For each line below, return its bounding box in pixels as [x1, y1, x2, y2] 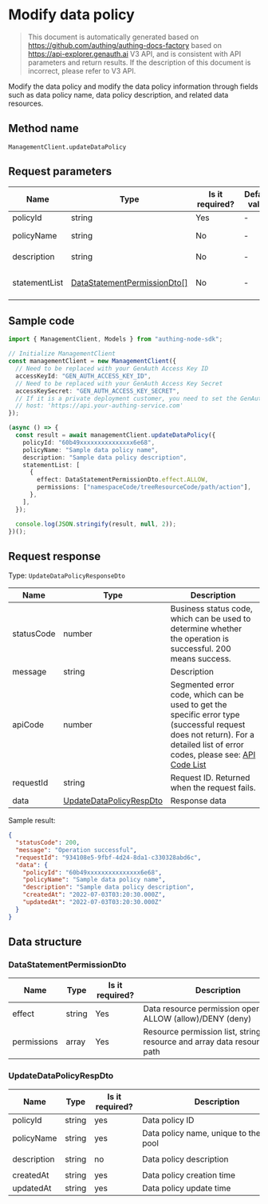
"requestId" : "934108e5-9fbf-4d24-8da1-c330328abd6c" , [15, 854, 202, 862]
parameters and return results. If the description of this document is [27, 58, 251, 67]
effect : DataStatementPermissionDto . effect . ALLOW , [37, 476, 209, 484]
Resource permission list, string [143, 1026, 262, 1038]
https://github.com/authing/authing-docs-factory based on [27, 40, 222, 50]
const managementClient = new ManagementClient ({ [8, 358, 177, 366]
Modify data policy [8, 6, 136, 24]
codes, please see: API [170, 750, 256, 761]
